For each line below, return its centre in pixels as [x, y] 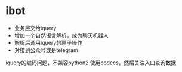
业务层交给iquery [35, 28]
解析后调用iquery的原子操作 [48, 42]
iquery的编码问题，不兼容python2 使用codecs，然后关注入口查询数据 [91, 63]
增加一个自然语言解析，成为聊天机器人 [61, 35]
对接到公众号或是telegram [46, 50]
